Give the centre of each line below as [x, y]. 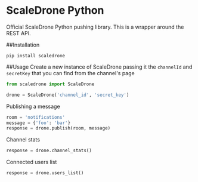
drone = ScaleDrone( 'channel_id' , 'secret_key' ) [68, 95]
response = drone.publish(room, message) [58, 128]
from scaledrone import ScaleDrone [50, 84]
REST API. [18, 33]
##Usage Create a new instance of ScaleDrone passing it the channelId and [99, 67]
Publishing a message [33, 106]
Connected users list [32, 162]
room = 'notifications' [36, 117]
